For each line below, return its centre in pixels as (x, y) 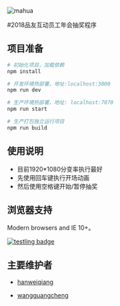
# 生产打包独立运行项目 (36, 122)
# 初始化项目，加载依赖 (36, 65)
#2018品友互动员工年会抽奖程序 (52, 25)
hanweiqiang (35, 282)
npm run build (27, 127)
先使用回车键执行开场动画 (53, 177)
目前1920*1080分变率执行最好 (60, 169)
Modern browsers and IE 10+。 (51, 228)
